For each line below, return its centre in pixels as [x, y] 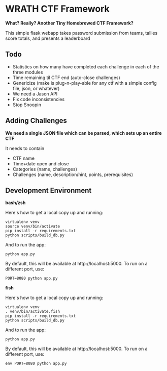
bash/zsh [15, 203]
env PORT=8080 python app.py [36, 364]
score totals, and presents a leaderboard [48, 38]
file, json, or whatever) [36, 88]
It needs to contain [25, 148]
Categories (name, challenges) [45, 169]
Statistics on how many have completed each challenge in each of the [86, 66]
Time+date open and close [41, 163]
